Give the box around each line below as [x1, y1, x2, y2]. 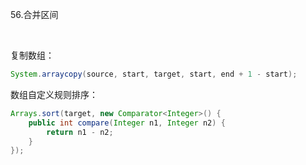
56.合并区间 [10, 9, 59, 20]
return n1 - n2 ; [46, 127, 114, 137]
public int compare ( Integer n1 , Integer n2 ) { [28, 118, 226, 128]
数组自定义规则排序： [10, 88, 98, 100]
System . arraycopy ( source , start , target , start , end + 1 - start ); [10, 69, 298, 79]
